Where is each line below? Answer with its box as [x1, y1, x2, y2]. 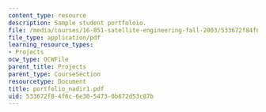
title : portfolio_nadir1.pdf [8, 84, 104, 93]
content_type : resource [8, 11, 87, 20]
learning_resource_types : [8, 41, 93, 49]
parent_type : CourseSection [8, 70, 101, 78]
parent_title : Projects [8, 63, 87, 71]
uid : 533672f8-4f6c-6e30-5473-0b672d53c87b [8, 92, 154, 100]
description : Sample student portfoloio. [8, 19, 147, 27]
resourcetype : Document [8, 77, 87, 85]
